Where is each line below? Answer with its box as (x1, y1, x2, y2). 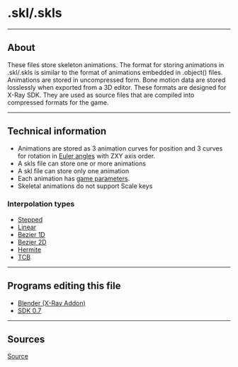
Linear (17, 223, 37, 231)
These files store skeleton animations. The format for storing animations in (7, 60, 225, 69)
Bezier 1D (17, 230, 46, 238)
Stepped (17, 215, 43, 223)
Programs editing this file (7, 280, 121, 292)
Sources (7, 334, 45, 346)
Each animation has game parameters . (17, 174, 130, 182)
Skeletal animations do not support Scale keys (17, 182, 153, 190)
